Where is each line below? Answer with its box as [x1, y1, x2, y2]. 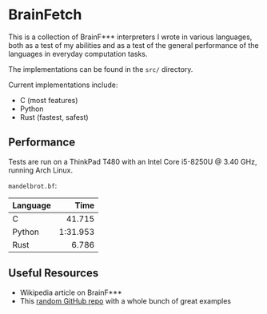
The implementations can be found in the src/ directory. [8, 64, 193, 74]
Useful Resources [8, 266, 99, 280]
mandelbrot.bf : [8, 181, 58, 190]
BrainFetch [8, 6, 82, 24]
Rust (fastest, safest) [19, 112, 90, 121]
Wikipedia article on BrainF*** [19, 288, 122, 297]
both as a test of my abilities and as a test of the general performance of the [8, 40, 259, 50]
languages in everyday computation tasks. [8, 49, 148, 58]
